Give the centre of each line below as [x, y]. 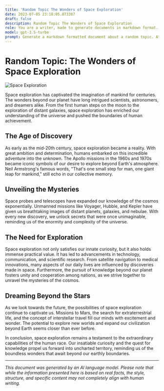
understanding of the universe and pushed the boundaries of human [74, 115]
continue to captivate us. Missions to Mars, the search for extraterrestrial [78, 313]
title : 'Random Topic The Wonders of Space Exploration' [64, 10]
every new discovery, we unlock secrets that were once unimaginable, [76, 217]
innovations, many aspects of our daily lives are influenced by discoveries [79, 265]
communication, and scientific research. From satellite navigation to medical [82, 260]
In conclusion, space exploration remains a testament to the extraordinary [79, 338]
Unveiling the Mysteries [42, 189]
